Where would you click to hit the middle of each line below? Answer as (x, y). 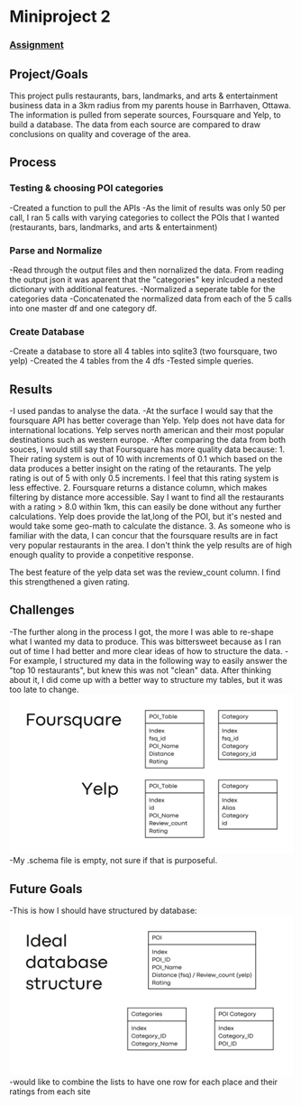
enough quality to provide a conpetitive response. (101, 555)
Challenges (42, 610)
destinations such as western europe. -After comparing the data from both (148, 440)
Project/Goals (49, 74)
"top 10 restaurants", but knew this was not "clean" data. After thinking (141, 670)
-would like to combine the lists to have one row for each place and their (143, 1082)
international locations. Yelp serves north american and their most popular (147, 430)
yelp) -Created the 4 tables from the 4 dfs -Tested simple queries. (132, 361)
